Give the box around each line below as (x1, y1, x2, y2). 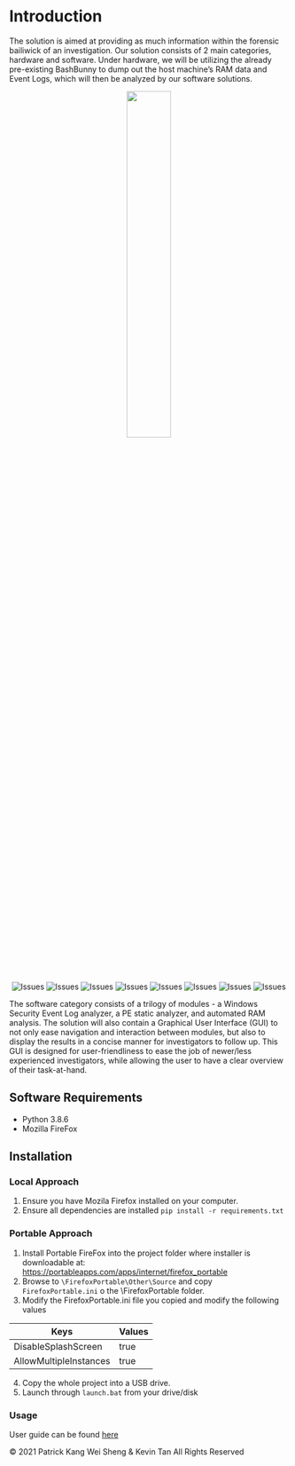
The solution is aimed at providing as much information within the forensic (9, 36, 280, 46)
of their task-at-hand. (9, 1064, 88, 1075)
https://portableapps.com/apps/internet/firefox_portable (21, 1266, 229, 1277)
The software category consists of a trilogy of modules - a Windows (9, 998, 259, 1009)
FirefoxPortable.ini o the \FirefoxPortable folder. (21, 1285, 206, 1296)
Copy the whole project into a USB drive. (21, 1377, 171, 1388)
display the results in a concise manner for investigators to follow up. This (9, 1036, 278, 1047)
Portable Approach (9, 1227, 93, 1240)
